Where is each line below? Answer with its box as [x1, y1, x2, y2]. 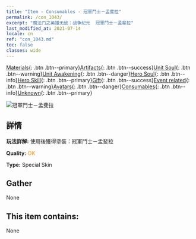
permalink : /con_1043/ [6, 14, 62, 20]
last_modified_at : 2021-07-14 [6, 25, 81, 32]
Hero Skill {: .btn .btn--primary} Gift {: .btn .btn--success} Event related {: [17, 76, 190, 83]
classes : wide [6, 48, 42, 54]
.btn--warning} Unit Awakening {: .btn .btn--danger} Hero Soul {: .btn [6, 70, 170, 77]
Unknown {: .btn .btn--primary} [17, 89, 93, 96]
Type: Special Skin [6, 161, 52, 168]
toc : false [6, 42, 33, 48]
